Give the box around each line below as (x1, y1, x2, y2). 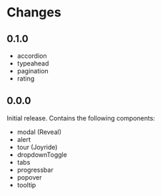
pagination (16, 67, 49, 75)
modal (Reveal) (16, 128, 62, 136)
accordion (16, 51, 47, 60)
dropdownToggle (16, 150, 67, 159)
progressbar (16, 165, 54, 174)
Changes (6, 4, 61, 21)
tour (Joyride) (16, 143, 58, 151)
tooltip (16, 180, 36, 189)
